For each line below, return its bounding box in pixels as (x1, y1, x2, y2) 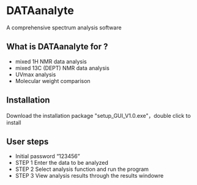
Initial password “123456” (15, 153, 81, 160)
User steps (6, 136, 49, 147)
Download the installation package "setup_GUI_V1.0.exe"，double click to (6, 112, 191, 119)
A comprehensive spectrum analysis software (6, 24, 122, 31)
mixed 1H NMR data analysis (15, 57, 87, 65)
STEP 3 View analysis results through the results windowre (15, 172, 164, 180)
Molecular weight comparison (15, 77, 91, 84)
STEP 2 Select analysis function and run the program (15, 165, 149, 173)
